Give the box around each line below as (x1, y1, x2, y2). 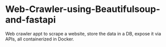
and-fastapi (5, 14, 56, 25)
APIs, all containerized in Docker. (5, 36, 75, 42)
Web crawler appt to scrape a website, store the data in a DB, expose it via (5, 30, 161, 36)
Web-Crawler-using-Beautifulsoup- (5, 3, 160, 15)
